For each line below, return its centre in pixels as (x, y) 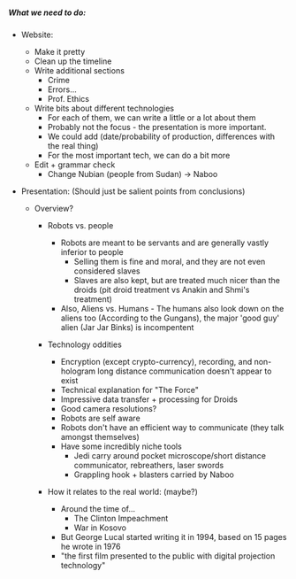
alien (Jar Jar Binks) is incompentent (127, 327)
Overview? (54, 208)
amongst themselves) (100, 436)
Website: (37, 35)
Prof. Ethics (68, 98)
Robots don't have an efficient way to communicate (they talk (172, 427)
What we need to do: (47, 12)
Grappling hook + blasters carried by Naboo (154, 475)
